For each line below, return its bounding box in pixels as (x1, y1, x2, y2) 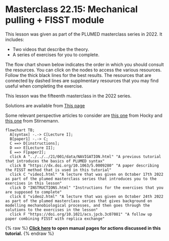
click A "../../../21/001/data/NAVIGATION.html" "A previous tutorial (10, 154, 161, 159)
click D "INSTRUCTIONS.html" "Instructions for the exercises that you (10, 185, 164, 190)
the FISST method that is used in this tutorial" (5, 167, 112, 173)
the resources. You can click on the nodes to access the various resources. (5, 67, 162, 73)
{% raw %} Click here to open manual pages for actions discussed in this (5, 225, 161, 231)
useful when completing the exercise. (5, 83, 83, 89)
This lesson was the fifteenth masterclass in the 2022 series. (5, 93, 132, 99)
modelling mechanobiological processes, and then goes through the (5, 203, 150, 208)
